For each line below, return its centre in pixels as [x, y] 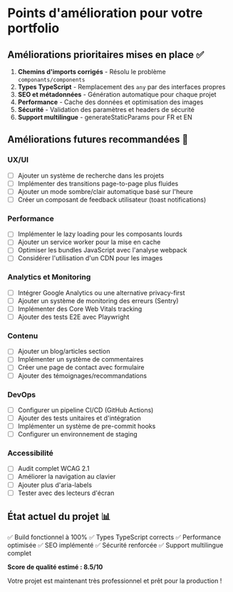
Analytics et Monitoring [49, 277]
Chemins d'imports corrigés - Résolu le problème [92, 72]
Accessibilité [30, 453]
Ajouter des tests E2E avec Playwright [73, 317]
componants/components [51, 80]
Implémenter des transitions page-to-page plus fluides [98, 183]
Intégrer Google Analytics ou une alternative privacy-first [101, 292]
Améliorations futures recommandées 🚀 [98, 139]
